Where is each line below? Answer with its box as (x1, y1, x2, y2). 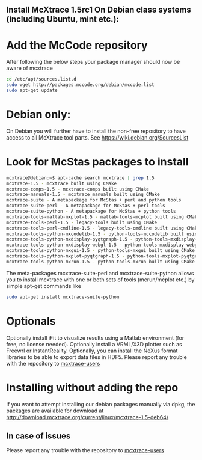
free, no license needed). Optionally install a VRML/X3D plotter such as (6, 340, 182, 348)
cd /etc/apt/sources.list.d (6, 76, 77, 82)
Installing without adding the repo (6, 381, 179, 394)
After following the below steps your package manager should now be (6, 58, 180, 66)
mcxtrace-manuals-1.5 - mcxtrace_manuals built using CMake (6, 192, 161, 198)
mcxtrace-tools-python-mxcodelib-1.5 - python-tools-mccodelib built (6, 231, 185, 237)
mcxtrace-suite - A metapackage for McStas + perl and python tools (6, 197, 182, 203)
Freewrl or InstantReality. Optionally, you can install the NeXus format (6, 347, 178, 354)
